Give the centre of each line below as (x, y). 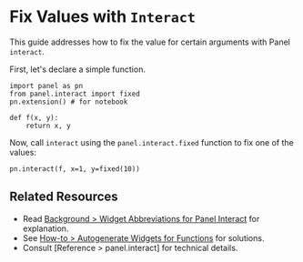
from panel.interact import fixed (75, 94)
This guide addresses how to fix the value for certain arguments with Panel (150, 42)
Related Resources (64, 197)
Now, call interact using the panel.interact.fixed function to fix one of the (151, 142)
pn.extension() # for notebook (69, 102)
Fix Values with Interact (102, 17)
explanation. (45, 228)
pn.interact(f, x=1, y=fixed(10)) (75, 169)
